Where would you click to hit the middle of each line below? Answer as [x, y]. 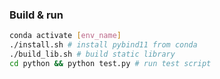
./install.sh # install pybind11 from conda [103, 45]
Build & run [36, 15]
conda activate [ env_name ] [65, 36]
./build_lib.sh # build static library [92, 54]
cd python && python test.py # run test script [110, 63]
